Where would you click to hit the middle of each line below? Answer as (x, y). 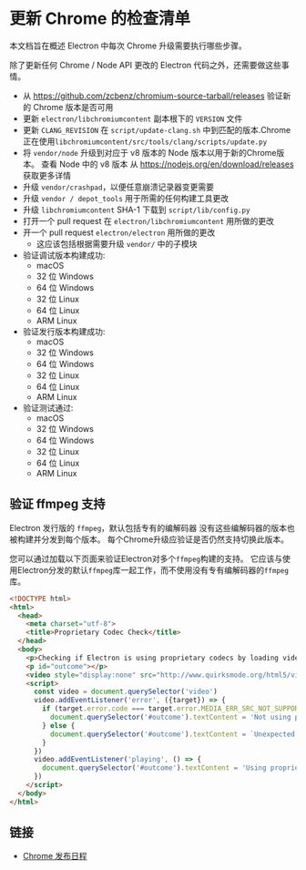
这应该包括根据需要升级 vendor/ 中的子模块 (117, 243)
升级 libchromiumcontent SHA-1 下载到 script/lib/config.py (136, 210)
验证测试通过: (48, 407)
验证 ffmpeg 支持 (57, 504)
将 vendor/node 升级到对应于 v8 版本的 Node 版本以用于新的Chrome (149, 152)
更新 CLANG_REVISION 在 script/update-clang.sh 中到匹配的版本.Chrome (157, 129)
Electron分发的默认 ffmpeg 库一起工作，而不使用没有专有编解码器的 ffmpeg (153, 569)
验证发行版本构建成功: (64, 331)
